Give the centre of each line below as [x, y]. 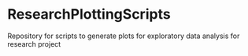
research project [34, 44]
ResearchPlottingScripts [89, 14]
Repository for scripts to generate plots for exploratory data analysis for [124, 36]
